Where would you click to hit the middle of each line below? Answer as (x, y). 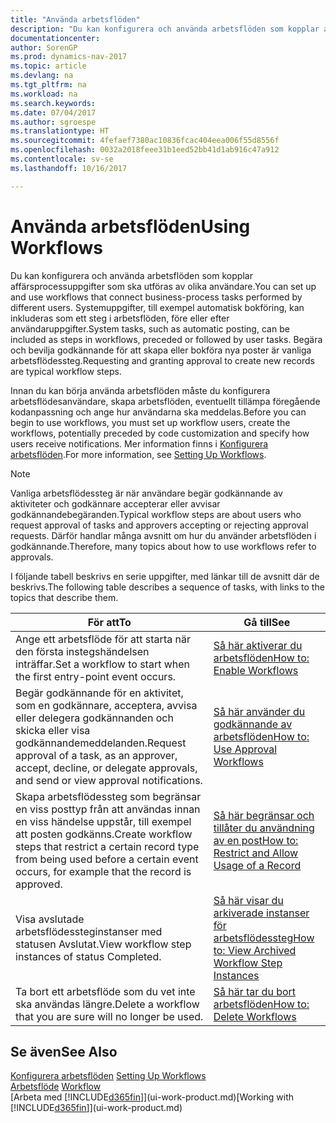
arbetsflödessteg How (264, 938)
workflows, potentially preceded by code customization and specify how (160, 433)
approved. (39, 884)
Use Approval (245, 749)
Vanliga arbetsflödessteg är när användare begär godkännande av (146, 493)
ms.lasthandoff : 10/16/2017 (69, 168)
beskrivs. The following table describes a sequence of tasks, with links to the (167, 587)
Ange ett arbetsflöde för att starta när (103, 639)
